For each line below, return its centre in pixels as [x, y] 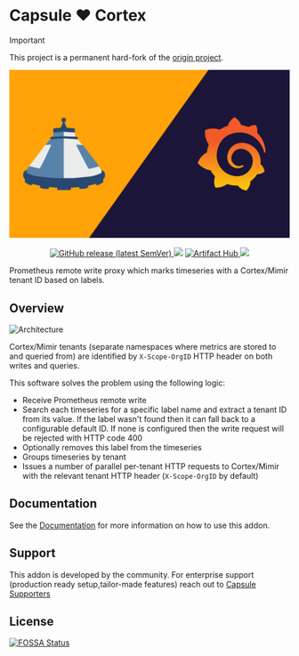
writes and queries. [44, 365]
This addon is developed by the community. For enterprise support [132, 574]
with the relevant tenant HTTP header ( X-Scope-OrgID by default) [140, 475]
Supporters [30, 594]
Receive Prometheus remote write [84, 400]
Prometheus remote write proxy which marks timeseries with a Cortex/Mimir [149, 271]
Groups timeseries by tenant [74, 457]
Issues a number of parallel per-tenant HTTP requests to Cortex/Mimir [151, 466]
